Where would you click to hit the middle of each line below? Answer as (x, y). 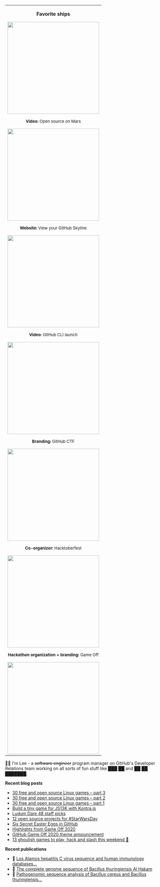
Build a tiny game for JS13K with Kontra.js (54, 808)
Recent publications (26, 849)
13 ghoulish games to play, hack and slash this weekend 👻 (70, 839)
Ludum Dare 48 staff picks (39, 813)
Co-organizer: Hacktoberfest (53, 548)
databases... (25, 864)
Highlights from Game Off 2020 (44, 829)
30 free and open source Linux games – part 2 (59, 798)
